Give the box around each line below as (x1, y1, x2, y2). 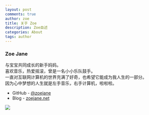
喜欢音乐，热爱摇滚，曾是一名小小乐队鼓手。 (5, 68, 96, 74)
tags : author (5, 35, 32, 39)
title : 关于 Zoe (5, 20, 37, 26)
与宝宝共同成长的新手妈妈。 (5, 62, 61, 68)
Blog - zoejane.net (12, 96, 50, 101)
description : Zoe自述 (5, 25, 48, 30)
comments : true (5, 12, 36, 17)
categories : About (5, 30, 43, 35)
